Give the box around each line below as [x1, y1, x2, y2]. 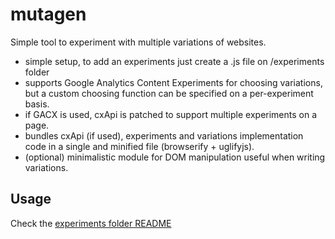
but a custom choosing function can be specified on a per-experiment [24, 87, 314, 99]
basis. [24, 98, 50, 110]
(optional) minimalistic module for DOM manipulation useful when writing [24, 151, 326, 163]
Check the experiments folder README [10, 217, 172, 229]
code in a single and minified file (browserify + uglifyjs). [24, 140, 255, 152]
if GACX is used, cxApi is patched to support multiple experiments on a [24, 108, 318, 120]
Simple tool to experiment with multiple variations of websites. [10, 36, 267, 48]
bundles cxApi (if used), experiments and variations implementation [24, 129, 304, 142]
